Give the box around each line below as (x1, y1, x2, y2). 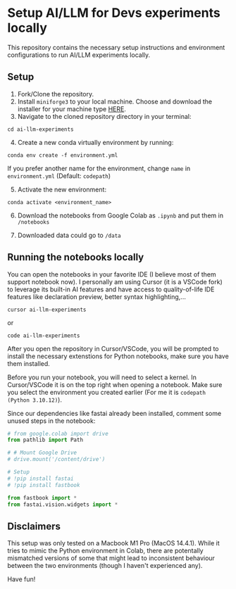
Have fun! (7, 575, 36, 583)
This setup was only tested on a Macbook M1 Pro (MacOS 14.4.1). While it (7, 539, 220, 547)
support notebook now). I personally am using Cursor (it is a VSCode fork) (7, 277, 223, 286)
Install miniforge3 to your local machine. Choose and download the (17, 97, 213, 106)
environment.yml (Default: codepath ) (7, 171, 111, 180)
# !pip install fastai (7, 475, 74, 482)
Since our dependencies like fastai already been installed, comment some (7, 409, 222, 417)
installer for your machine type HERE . (17, 104, 127, 113)
